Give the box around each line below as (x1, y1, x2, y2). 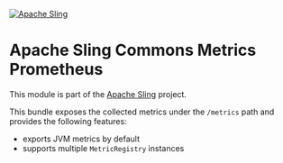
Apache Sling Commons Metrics (9, 41, 257, 60)
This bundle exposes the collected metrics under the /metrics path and (9, 106, 275, 117)
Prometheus (9, 59, 104, 80)
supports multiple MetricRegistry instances (22, 142, 185, 153)
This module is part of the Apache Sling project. (9, 88, 187, 99)
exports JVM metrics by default (22, 133, 140, 144)
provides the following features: (9, 115, 128, 126)
